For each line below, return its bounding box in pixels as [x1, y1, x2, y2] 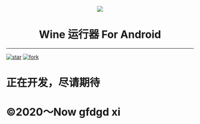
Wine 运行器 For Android [39, 28, 161, 42]
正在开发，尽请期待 [6, 76, 101, 90]
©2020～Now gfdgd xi [6, 106, 121, 119]
